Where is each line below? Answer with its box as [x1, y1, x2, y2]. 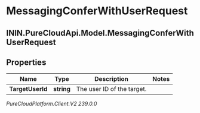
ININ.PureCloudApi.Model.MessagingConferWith [6, 28, 194, 38]
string [53, 85, 70, 93]
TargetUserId [9, 85, 48, 93]
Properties [6, 57, 47, 67]
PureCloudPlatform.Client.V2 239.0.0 [6, 100, 97, 108]
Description [94, 75, 128, 83]
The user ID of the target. [76, 85, 147, 93]
